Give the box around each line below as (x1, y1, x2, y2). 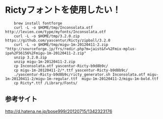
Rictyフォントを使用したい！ (5, 4, 121, 16)
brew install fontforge (14, 20, 63, 26)
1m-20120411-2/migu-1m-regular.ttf (5, 76, 78, 81)
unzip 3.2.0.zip (14, 55, 47, 60)
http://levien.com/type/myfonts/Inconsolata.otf (5, 29, 106, 34)
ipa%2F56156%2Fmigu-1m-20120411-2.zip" (5, 51, 87, 56)
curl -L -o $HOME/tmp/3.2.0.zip (14, 34, 80, 39)
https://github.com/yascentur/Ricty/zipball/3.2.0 (5, 38, 111, 43)
